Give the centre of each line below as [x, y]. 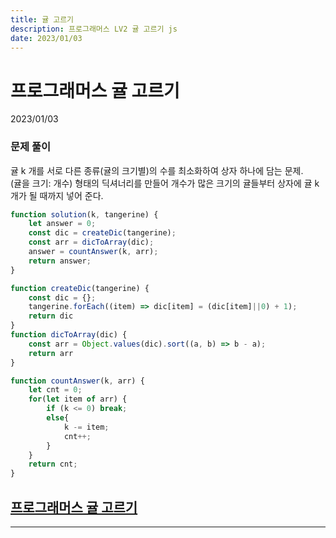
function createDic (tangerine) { [80, 288]
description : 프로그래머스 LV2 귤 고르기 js [94, 29]
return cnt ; [53, 464]
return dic [51, 316]
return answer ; [60, 261]
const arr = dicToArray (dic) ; [91, 242]
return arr [51, 353]
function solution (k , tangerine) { [84, 214]
